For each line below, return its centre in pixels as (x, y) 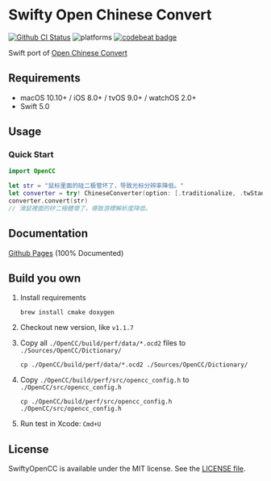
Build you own (45, 279)
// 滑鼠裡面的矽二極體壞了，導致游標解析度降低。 (80, 208)
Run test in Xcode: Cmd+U (60, 424)
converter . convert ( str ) (48, 201)
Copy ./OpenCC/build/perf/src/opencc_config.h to (104, 380)
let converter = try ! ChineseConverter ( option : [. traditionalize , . (126, 194)
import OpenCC (32, 171)
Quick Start (31, 155)
